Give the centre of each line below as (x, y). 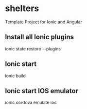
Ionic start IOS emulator (42, 91)
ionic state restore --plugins (33, 48)
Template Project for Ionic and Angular (44, 22)
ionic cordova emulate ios (31, 103)
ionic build (15, 76)
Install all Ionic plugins (40, 37)
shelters (22, 8)
